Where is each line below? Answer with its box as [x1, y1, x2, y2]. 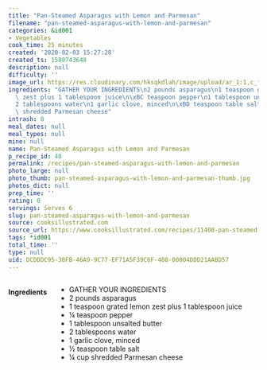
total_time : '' [8, 241, 59, 249]
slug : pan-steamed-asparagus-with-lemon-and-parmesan [8, 212, 191, 220]
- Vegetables [8, 33, 52, 42]
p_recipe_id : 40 [8, 152, 62, 160]
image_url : [8, 78, 44, 86]
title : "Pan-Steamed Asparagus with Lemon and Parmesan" [8, 11, 201, 20]
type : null [8, 248, 44, 256]
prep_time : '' [8, 189, 56, 197]
